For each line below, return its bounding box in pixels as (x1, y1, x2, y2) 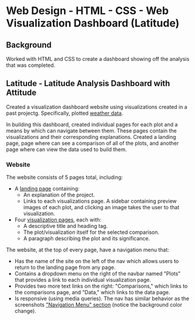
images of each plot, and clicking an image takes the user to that (23, 204, 180, 211)
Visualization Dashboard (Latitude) (6, 16, 180, 30)
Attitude (6, 88, 37, 98)
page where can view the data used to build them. (6, 145, 127, 153)
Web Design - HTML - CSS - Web (6, 4, 169, 18)
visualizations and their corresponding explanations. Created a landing (6, 133, 176, 140)
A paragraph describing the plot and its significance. (23, 235, 150, 242)
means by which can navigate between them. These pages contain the (6, 127, 177, 134)
